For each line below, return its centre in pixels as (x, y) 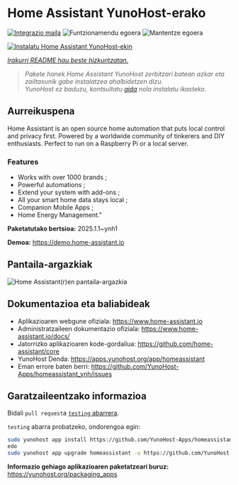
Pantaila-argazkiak (50, 265)
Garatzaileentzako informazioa (77, 396)
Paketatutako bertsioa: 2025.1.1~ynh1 (63, 229)
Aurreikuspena (41, 111)
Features (23, 162)
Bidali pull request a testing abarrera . (63, 413)
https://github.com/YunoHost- (135, 366)
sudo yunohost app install (47, 440)
